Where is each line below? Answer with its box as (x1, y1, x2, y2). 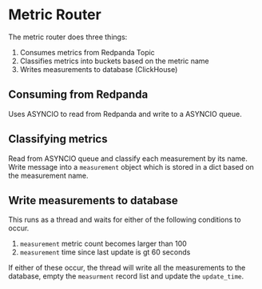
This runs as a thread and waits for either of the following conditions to (8, 215, 241, 225)
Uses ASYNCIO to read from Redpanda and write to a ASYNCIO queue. (8, 109, 242, 118)
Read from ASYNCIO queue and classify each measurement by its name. (8, 154, 248, 163)
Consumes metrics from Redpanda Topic (19, 47, 156, 57)
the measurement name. (8, 171, 89, 180)
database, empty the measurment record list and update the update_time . (8, 271, 244, 281)
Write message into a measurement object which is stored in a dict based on (8, 162, 254, 171)
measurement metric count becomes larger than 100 (19, 239, 188, 249)
